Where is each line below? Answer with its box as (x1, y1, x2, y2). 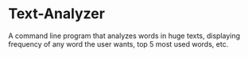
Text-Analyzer (8, 5, 106, 23)
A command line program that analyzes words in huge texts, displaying (8, 31, 241, 40)
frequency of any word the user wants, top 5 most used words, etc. (8, 39, 229, 48)
